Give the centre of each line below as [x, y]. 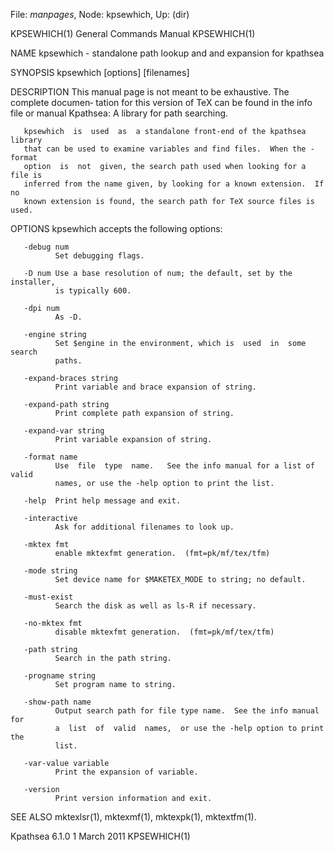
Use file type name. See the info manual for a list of [184, 466]
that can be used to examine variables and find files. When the [165, 149]
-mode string [50, 571]
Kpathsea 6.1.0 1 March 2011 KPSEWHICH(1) [100, 836]
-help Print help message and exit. [102, 501]
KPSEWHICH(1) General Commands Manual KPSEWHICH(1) [133, 33]
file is [26, 175]
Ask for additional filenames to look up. [144, 527]
